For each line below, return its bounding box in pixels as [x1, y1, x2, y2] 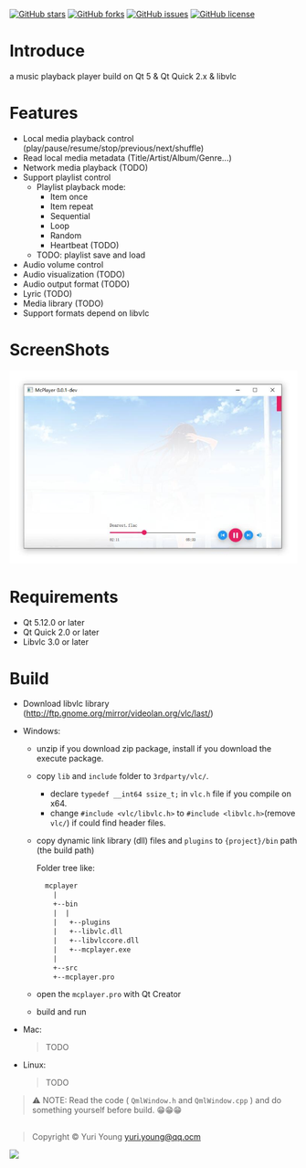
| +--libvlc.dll [53, 927, 123, 936]
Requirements [9, 586, 119, 607]
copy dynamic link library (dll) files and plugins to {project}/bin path [36, 836, 298, 847]
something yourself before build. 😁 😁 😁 [31, 1105, 183, 1116]
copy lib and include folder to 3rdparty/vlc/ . [36, 771, 209, 782]
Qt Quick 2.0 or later [22, 626, 100, 637]
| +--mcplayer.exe [53, 945, 132, 954]
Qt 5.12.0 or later [22, 616, 85, 627]
